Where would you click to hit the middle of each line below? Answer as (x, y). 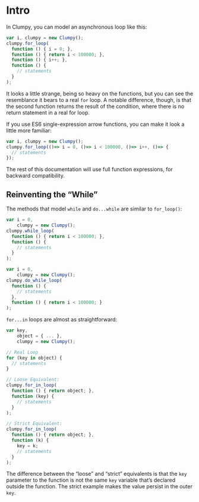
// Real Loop (22, 352)
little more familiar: (29, 130)
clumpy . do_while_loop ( (34, 280)
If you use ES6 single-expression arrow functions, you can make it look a (95, 124)
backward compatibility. (36, 176)
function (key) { (33, 396)
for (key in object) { (34, 358)
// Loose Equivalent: (33, 380)
